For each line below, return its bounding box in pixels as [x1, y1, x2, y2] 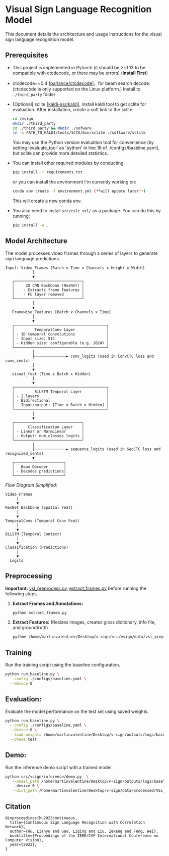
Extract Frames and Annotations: [12, 600, 83, 606]
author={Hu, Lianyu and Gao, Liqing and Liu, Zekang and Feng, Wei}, [10, 829, 158, 834]
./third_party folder [12, 91, 56, 97]
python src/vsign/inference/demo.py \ [5, 774, 89, 779]
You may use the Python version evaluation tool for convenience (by [12, 139, 154, 146]
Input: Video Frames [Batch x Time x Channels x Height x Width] [5, 265, 145, 270]
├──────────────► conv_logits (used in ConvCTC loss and [32, 354, 154, 359]
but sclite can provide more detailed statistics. [12, 150, 108, 156]
